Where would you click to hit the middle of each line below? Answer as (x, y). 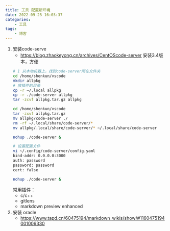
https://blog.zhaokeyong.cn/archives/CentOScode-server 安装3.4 (90, 55)
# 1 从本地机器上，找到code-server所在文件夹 (56, 71)
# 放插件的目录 (27, 85)
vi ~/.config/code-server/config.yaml (54, 151)
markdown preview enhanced (52, 206)
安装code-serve (30, 49)
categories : (18, 19)
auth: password (29, 161)
